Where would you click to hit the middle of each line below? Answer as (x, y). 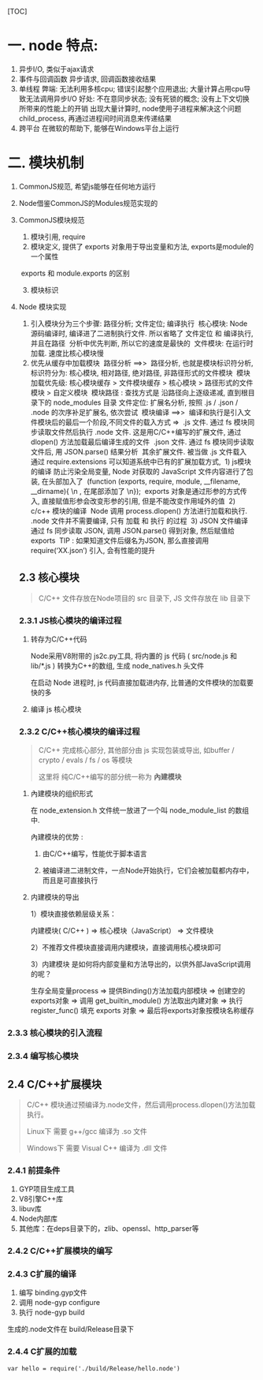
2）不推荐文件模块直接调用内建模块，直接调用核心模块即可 (126, 948)
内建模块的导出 (55, 897)
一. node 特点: (53, 46)
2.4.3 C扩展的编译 (42, 1274)
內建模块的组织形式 (62, 794)
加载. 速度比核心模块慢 (67, 353)
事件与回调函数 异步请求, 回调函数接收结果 (87, 79)
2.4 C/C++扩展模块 (55, 1084)
